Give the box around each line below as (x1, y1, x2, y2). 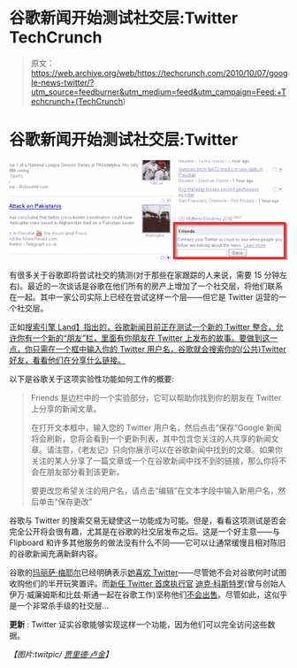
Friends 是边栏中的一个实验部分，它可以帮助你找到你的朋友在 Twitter (30, 392, 282, 403)
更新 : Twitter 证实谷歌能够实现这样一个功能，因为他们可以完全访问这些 (9, 618, 268, 629)
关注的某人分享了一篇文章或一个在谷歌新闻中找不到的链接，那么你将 (30, 455, 279, 465)
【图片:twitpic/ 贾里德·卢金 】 (9, 649, 113, 659)
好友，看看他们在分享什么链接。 (9, 355, 126, 365)
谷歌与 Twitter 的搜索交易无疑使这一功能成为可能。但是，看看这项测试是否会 (9, 515, 287, 526)
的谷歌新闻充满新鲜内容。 (9, 548, 103, 558)
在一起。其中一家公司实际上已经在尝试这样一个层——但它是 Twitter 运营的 (9, 291, 279, 302)
